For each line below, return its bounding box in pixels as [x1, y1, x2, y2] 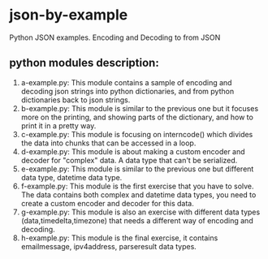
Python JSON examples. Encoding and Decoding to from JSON [9, 32, 221, 42]
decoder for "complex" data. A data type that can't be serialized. [20, 155, 238, 165]
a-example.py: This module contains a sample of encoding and [20, 77, 232, 87]
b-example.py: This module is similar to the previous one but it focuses [20, 103, 259, 113]
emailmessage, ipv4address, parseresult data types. [20, 241, 197, 251]
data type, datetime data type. [20, 172, 123, 182]
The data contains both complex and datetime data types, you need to [20, 189, 257, 200]
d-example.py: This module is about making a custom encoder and [20, 146, 246, 156]
